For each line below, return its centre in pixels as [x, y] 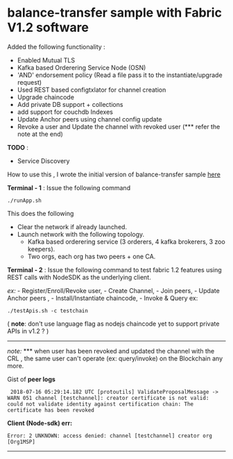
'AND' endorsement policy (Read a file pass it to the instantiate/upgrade [120, 75]
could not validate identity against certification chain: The [101, 404]
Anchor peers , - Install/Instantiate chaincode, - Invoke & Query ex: [103, 298]
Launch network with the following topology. [81, 234]
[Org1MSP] [21, 442]
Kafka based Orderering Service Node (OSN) [81, 67]
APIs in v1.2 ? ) [28, 331]
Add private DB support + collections [70, 104]
